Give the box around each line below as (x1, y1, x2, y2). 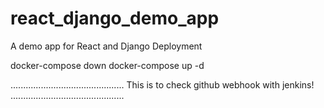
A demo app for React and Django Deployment (10, 40, 203, 52)
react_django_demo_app (10, 7, 220, 30)
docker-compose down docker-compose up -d (10, 59, 205, 71)
